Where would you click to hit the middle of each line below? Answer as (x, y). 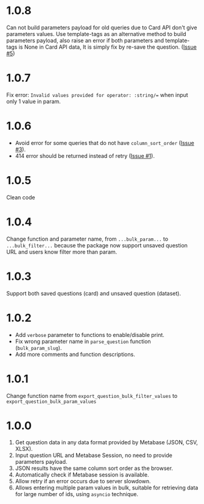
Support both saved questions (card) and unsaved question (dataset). (94, 293)
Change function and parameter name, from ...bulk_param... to (87, 239)
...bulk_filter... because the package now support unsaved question (97, 245)
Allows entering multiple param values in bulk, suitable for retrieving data (107, 488)
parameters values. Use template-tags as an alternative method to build (97, 34)
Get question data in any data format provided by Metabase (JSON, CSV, (106, 442)
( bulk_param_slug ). (38, 347)
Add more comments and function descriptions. (75, 354)
